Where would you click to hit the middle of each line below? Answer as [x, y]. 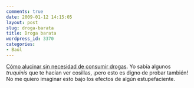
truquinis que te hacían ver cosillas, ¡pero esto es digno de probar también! [97, 72]
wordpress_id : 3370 [30, 39]
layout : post [22, 22]
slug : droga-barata [30, 28]
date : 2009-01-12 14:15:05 [39, 17]
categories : [21, 45]
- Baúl [14, 50]
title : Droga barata [32, 33]
